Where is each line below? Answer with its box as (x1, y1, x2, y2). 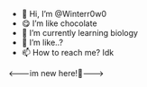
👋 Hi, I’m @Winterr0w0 (21, 9, 107, 19)
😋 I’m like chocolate (21, 18, 97, 29)
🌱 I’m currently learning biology (21, 28, 139, 38)
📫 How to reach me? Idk (21, 48, 115, 57)
